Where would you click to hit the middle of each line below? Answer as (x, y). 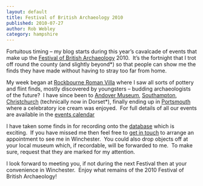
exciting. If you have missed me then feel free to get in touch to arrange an (100, 133)
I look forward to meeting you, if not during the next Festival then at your (97, 164)
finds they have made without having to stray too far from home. (87, 71)
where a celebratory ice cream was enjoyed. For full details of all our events (101, 108)
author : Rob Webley (31, 29)
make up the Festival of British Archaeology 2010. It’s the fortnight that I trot (101, 58)
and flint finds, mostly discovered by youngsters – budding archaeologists (98, 89)
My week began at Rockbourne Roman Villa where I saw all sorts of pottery (100, 83)
